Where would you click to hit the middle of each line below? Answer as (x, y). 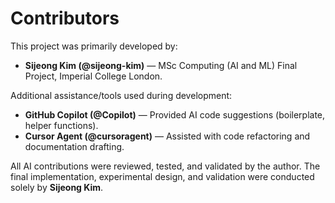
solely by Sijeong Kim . (57, 187)
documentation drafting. (74, 146)
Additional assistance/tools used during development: (121, 95)
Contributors (65, 18)
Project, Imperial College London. (93, 76)
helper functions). (61, 125)
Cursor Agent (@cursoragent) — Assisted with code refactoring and (167, 136)
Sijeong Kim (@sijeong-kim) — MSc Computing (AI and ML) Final (161, 65)
